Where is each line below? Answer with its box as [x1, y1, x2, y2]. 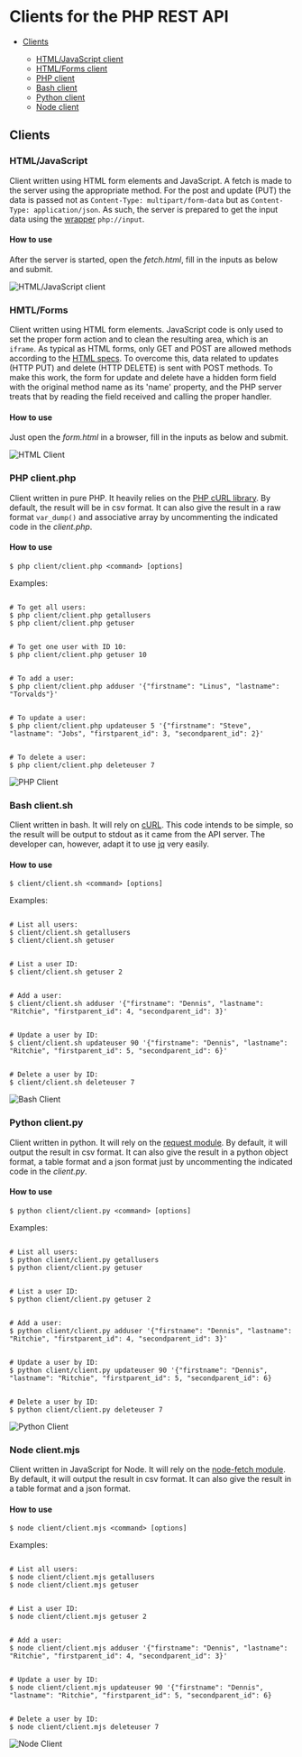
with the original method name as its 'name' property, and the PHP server [9, 381, 282, 393]
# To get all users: [9, 602, 87, 612]
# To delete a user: [9, 753, 87, 762]
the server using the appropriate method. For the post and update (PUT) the [9, 185, 291, 196]
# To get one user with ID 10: [9, 642, 127, 651]
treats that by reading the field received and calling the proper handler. [9, 391, 272, 402]
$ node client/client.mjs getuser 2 [9, 1612, 147, 1622]
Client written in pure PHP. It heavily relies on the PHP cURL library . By [9, 492, 270, 503]
